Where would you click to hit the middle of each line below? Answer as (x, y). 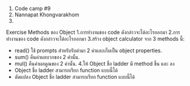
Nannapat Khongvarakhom (47, 15)
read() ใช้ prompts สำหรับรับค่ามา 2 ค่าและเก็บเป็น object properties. (88, 50)
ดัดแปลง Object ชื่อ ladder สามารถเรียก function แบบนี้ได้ (75, 77)
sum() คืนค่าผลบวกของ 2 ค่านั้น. (47, 57)
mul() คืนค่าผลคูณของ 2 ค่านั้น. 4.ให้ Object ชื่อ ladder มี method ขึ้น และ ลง (94, 63)
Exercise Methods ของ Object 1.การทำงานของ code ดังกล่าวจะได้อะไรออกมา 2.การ (93, 32)
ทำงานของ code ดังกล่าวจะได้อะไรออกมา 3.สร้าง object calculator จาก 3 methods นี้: (96, 39)
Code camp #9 (32, 8)
